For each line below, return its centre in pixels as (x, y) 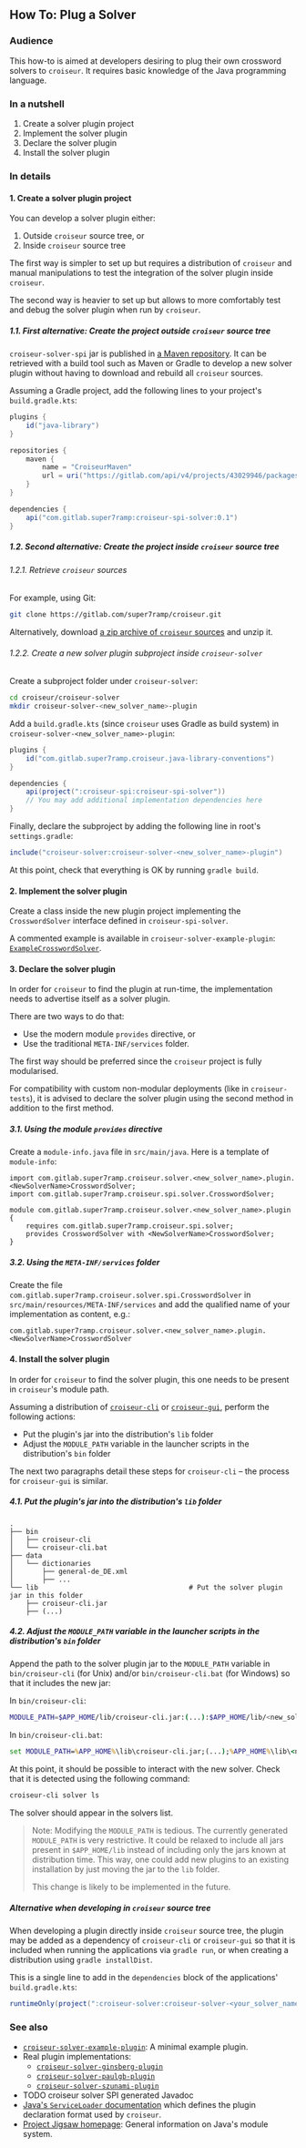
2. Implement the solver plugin (68, 891)
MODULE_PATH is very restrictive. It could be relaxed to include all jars (158, 1840)
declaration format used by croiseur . (92, 2115)
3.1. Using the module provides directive (86, 1129)
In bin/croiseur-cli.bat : (56, 1735)
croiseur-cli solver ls (55, 1795)
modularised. (34, 1071)
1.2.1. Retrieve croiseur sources (68, 569)
